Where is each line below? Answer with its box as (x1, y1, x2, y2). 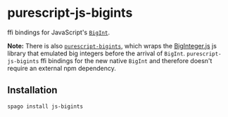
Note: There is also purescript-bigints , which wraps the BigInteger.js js (7, 41, 217, 50)
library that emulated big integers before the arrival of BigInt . (7, 49, 185, 57)
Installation (7, 84, 58, 96)
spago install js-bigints (7, 103, 83, 110)
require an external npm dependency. (7, 64, 116, 72)
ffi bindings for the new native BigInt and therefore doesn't (40, 56, 213, 64)
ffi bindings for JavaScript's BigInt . (7, 28, 110, 36)
